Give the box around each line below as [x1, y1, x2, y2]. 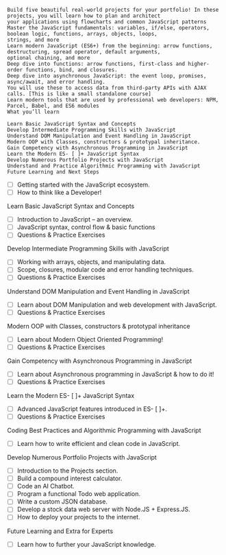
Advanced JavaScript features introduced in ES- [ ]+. [16, 405, 168, 413]
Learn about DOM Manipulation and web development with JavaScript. [16, 300, 217, 309]
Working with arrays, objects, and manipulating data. [16, 258, 166, 266]
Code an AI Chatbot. [16, 482, 75, 491]
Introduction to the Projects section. [16, 467, 118, 475]
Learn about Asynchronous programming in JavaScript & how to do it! [16, 370, 214, 378]
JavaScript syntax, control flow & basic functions [16, 223, 155, 231]
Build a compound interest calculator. [16, 474, 123, 483]
